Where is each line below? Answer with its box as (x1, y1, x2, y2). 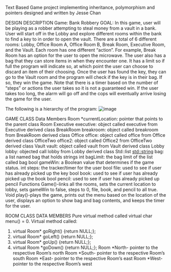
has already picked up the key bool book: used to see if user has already (5, 170, 158, 176)
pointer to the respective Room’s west (12, 261, 92, 267)
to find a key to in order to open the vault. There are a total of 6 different (5, 36, 157, 42)
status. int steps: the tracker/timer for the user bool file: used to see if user (5, 165, 162, 171)
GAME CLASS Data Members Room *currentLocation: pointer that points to (5, 116, 163, 122)
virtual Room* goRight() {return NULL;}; (12, 228, 96, 234)
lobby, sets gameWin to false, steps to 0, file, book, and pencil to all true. (5, 186, 158, 193)
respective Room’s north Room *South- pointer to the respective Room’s (12, 250, 165, 256)
